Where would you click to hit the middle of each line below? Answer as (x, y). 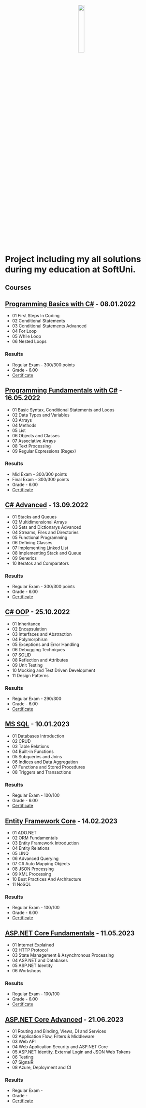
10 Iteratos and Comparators (40, 563)
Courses (18, 287)
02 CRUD (21, 741)
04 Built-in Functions (33, 751)
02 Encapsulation (29, 629)
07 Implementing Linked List (40, 548)
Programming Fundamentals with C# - (64, 390)
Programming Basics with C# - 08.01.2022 (71, 304)
